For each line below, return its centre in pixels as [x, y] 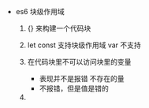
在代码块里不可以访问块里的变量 [79, 62]
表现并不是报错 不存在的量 [82, 78]
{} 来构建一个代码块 [59, 28]
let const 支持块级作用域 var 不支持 [84, 45]
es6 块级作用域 [40, 11]
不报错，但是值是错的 [74, 88]
